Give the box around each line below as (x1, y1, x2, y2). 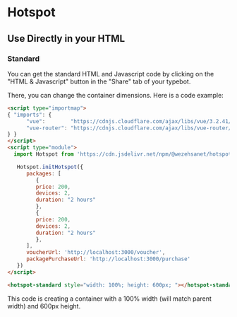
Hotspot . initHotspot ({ (16, 163, 83, 171)
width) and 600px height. (7, 301, 81, 310)
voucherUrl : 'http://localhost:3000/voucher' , (25, 249, 166, 256)
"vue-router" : (25, 125, 68, 132)
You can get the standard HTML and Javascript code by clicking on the (7, 69, 214, 78)
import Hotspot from (13, 151, 74, 158)
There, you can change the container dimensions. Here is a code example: (7, 91, 224, 99)
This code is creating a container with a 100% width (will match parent (7, 294, 212, 303)
